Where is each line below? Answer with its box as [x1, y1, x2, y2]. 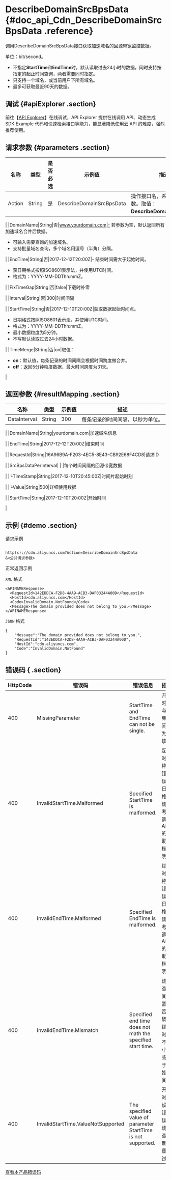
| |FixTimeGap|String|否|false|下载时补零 [5, 284, 90, 290]
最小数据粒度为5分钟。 [12, 329, 61, 335]
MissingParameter [37, 714, 80, 721]
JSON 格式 [5, 618, 25, 624]
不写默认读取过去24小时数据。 [12, 335, 77, 342]
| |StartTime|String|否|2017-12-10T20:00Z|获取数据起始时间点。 [5, 305, 139, 312]
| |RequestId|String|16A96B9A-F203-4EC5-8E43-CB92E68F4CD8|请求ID [5, 452, 159, 458]
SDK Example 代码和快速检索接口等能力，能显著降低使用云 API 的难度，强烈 [5, 121, 165, 127]
